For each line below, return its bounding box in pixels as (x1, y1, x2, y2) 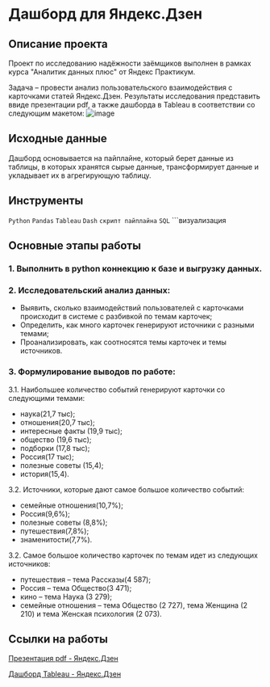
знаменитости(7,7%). (19, 534, 93, 544)
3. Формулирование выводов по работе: (8, 366, 176, 377)
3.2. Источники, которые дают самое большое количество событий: (8, 484, 244, 494)
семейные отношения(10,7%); (19, 500, 123, 510)
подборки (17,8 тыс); (19, 443, 90, 453)
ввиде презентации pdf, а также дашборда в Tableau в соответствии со (8, 100, 255, 109)
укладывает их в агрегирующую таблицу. (8, 171, 152, 180)
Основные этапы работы (8, 239, 141, 253)
